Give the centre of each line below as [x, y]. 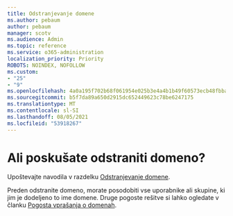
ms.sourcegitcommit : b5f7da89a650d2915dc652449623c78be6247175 [101, 98]
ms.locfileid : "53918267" [44, 123]
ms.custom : [23, 72]
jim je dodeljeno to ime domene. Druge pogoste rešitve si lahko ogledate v [113, 198]
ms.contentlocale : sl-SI [43, 110]
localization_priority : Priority [55, 59]
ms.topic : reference [37, 46]
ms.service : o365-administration [55, 53]
